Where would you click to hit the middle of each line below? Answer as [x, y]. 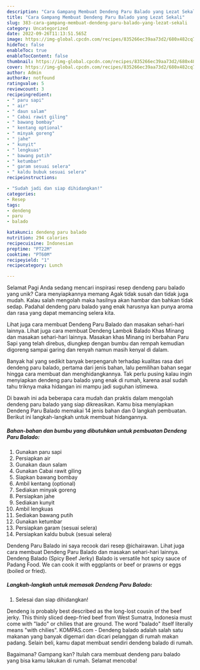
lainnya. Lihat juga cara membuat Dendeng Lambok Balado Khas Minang [96, 331]
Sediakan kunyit [35, 503]
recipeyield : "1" [28, 260]
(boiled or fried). [27, 571]
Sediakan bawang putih [44, 515]
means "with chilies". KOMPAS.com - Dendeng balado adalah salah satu [95, 630]
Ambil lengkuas [34, 509]
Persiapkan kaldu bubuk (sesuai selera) [64, 534]
